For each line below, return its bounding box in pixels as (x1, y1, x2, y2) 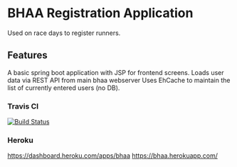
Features (7, 49, 48, 61)
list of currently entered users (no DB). (7, 83, 120, 92)
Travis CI (7, 101, 39, 111)
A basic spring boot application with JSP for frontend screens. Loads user (7, 68, 224, 76)
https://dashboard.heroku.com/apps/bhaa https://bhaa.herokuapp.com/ (7, 151, 218, 160)
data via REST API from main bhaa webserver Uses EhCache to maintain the (7, 76, 231, 84)
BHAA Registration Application (7, 5, 194, 21)
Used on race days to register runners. (7, 29, 121, 37)
